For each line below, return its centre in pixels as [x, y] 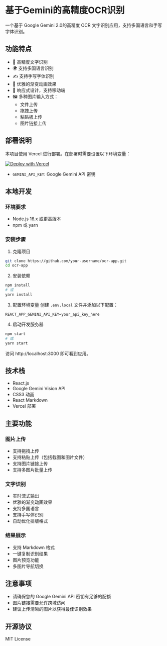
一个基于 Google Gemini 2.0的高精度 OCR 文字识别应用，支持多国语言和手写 [83, 25]
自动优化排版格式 [30, 521]
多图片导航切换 [28, 566]
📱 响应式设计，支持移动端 [39, 90]
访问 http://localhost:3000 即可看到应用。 [48, 353]
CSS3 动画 [23, 395]
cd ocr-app [17, 265]
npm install [18, 285]
